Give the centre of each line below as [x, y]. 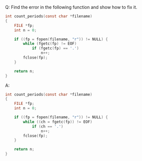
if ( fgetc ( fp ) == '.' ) [55, 48]
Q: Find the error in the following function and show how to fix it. [71, 7]
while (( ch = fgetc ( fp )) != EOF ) [58, 122]
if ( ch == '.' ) [48, 126]
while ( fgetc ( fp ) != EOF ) [50, 44]
